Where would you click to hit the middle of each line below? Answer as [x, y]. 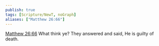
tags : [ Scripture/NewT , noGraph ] [41, 15]
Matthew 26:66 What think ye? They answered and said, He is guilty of [80, 34]
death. [12, 39]
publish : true [20, 10]
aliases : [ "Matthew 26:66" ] [35, 19]
